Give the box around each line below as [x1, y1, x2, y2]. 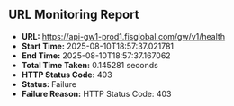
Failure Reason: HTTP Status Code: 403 [21, 88, 172, 99]
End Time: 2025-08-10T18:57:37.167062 [21, 49, 172, 61]
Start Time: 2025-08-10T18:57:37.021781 [21, 40, 175, 51]
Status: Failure [21, 78, 77, 89]
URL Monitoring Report [8, 7, 140, 22]
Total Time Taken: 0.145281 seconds [21, 59, 158, 70]
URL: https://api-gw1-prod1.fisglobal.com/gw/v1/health [21, 31, 226, 41]
